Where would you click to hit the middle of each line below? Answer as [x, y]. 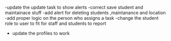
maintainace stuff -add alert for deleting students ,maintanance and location [85, 13]
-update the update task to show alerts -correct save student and [74, 7]
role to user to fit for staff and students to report [55, 23]
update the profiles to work [41, 33]
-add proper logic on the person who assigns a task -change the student [82, 18]
